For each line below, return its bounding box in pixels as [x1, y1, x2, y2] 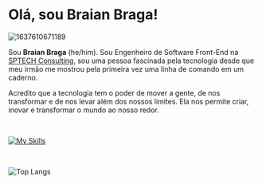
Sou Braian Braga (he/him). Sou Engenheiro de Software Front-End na [8, 47, 239, 57]
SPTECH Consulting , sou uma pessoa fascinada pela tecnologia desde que [8, 56, 255, 65]
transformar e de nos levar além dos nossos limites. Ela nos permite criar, [8, 96, 249, 106]
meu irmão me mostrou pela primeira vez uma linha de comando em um [8, 64, 244, 73]
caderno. [8, 72, 38, 82]
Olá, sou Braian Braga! [8, 6, 158, 24]
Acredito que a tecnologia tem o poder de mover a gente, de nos [8, 88, 221, 97]
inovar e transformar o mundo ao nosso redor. [8, 105, 159, 115]
